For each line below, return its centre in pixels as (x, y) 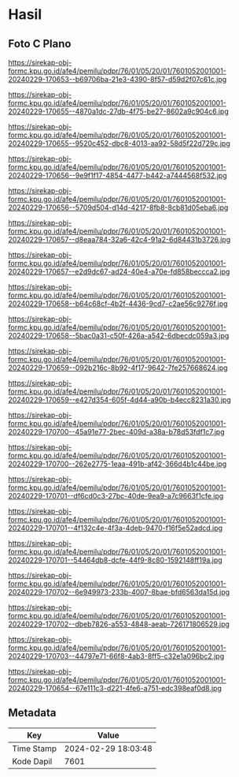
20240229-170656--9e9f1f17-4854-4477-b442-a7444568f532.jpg (118, 176)
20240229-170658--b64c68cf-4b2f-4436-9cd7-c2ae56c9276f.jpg (118, 304)
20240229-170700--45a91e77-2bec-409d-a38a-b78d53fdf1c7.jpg (117, 432)
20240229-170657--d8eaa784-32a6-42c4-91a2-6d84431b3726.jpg (119, 239)
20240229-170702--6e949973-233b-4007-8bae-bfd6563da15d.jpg (119, 592)
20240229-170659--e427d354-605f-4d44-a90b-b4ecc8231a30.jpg (119, 400)
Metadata (32, 713)
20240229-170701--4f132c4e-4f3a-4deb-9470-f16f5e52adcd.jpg (115, 528)
